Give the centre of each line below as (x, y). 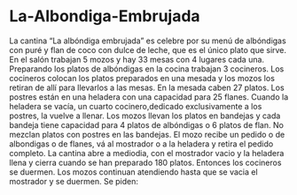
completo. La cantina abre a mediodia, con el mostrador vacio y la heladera (147, 153)
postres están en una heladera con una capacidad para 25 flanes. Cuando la (149, 97)
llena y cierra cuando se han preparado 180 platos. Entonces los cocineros (145, 162)
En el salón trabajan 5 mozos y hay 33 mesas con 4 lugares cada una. (137, 59)
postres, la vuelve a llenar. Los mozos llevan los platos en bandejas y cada (145, 116)
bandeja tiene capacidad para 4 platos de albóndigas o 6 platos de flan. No (146, 124)
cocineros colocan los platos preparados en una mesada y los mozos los (142, 78)
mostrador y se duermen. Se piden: (74, 181)
